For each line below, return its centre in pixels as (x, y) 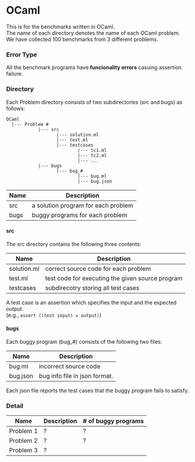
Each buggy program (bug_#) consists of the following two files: (84, 341)
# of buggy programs (113, 421)
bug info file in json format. (76, 376)
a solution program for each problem (82, 205)
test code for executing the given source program (114, 278)
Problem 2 (24, 441)
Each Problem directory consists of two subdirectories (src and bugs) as (94, 102)
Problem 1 (24, 431)
